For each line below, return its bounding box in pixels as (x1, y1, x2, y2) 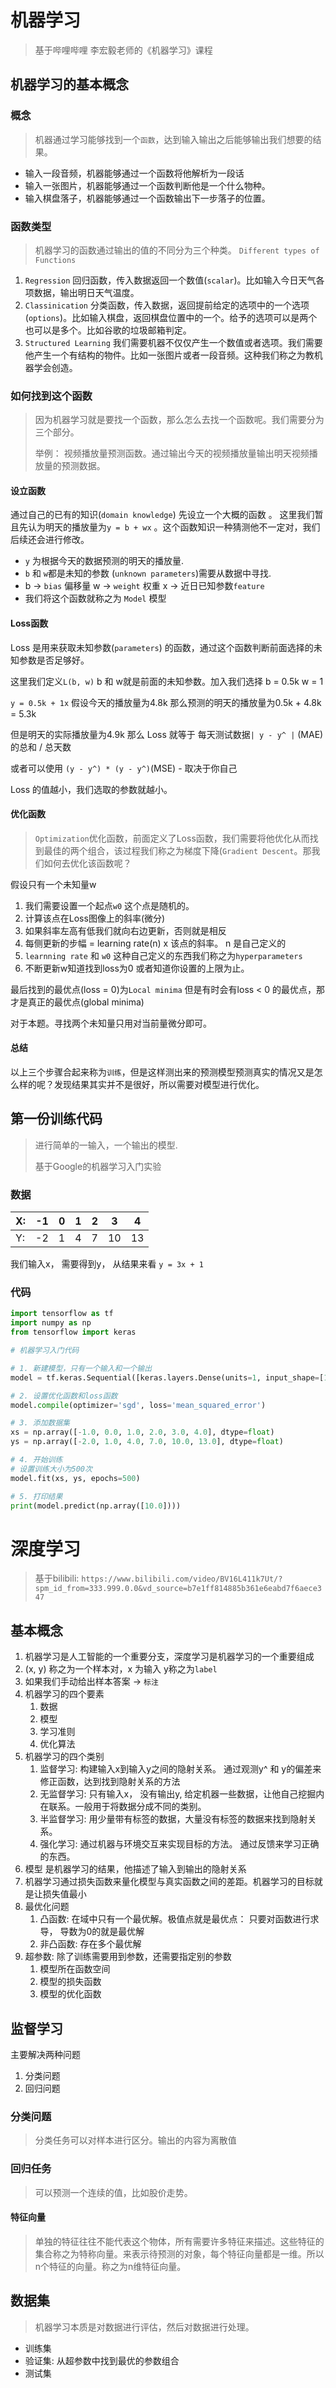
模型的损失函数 (39, 1976, 102, 1988)
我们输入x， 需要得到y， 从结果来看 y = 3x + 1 (10, 1258, 204, 1270)
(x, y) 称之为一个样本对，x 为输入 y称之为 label (24, 1663, 218, 1675)
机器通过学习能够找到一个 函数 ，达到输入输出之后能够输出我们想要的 (34, 133, 313, 145)
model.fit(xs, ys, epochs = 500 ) (10, 1473, 141, 1483)
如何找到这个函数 (10, 389, 93, 403)
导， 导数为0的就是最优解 (39, 1926, 145, 1938)
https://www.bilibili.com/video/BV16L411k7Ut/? (81, 1574, 283, 1585)
